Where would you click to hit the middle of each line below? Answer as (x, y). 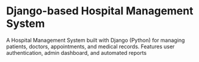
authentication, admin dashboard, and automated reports (76, 52)
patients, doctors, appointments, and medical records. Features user (91, 46)
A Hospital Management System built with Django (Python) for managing (96, 40)
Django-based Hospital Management (100, 11)
